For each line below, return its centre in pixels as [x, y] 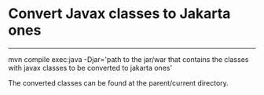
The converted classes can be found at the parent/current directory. [119, 82]
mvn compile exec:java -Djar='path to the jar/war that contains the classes [128, 59]
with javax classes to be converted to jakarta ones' [90, 68]
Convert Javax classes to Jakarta [119, 14]
